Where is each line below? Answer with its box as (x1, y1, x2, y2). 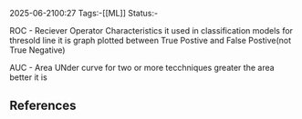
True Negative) (9, 45, 66, 55)
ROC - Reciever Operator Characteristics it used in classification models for (9, 25, 294, 35)
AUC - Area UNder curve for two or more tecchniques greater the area (9, 63, 276, 73)
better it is (9, 72, 47, 83)
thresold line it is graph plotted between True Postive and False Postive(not (9, 35, 292, 45)
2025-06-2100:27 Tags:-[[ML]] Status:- (9, 8, 158, 18)
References (9, 98, 77, 114)
